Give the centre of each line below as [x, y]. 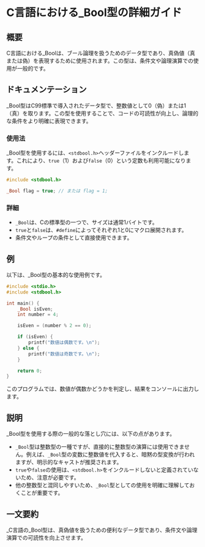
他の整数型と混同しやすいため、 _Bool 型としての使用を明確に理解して [102, 485]
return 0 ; [30, 371]
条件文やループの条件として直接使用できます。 [74, 238]
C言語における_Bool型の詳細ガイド [94, 13]
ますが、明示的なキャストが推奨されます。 [69, 462]
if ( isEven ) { [35, 337]
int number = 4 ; [38, 315]
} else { [28, 348]
